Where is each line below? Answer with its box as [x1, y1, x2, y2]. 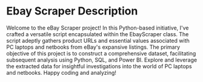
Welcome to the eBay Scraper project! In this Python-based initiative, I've [6, 24, 189, 31]
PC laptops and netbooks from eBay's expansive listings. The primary [6, 43, 181, 51]
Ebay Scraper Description [6, 4, 138, 18]
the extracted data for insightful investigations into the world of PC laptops [6, 62, 192, 70]
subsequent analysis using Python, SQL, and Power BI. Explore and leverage [6, 56, 198, 63]
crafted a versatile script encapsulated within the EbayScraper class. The [6, 30, 189, 37]
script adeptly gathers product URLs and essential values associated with [6, 37, 190, 44]
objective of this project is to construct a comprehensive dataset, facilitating [6, 49, 196, 57]
